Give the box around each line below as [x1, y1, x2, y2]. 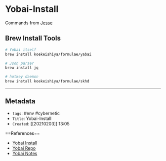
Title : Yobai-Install [12, 115, 52, 121]
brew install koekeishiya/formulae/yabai [5, 52, 92, 57]
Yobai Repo [12, 145, 36, 151]
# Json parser [5, 61, 35, 66]
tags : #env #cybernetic [12, 110, 60, 116]
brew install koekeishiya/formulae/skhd [5, 79, 90, 84]
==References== [5, 130, 40, 136]
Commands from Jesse [5, 20, 53, 26]
